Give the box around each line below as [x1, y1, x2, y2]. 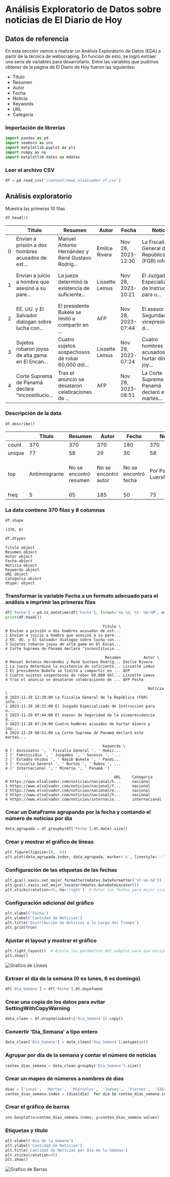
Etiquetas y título [5, 1127, 48, 1134]
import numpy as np [5, 149, 47, 155]
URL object [5, 571, 28, 577]
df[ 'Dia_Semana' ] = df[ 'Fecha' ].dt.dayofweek [5, 987, 103, 992]
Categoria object [5, 576, 42, 581]
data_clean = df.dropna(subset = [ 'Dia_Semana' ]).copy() [5, 1016, 123, 1022]
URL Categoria [113, 774, 153, 779]
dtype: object [5, 580, 35, 585]
